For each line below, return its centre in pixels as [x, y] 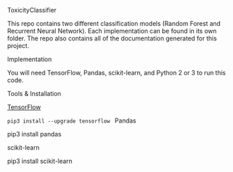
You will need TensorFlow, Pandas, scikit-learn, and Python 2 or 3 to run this [116, 73]
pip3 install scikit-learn [40, 161]
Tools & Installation [34, 94]
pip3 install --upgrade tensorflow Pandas [72, 120]
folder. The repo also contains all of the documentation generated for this [112, 38]
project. [18, 46]
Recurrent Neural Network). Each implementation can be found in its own [112, 31]
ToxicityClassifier [32, 10]
